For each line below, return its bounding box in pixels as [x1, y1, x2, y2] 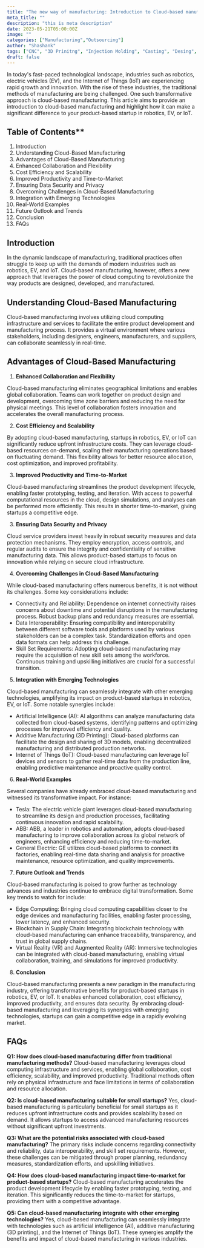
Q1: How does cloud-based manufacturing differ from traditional [7, 1053, 172, 1060]
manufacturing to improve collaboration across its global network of [15, 831, 185, 839]
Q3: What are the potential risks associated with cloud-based [7, 1134, 165, 1141]
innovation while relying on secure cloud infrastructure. [7, 558, 145, 565]
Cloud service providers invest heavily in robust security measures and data [7, 532, 197, 540]
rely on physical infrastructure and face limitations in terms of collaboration [7, 1078, 194, 1085]
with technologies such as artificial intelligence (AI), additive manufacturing [7, 1222, 195, 1229]
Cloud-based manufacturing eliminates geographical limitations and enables [7, 384, 197, 392]
